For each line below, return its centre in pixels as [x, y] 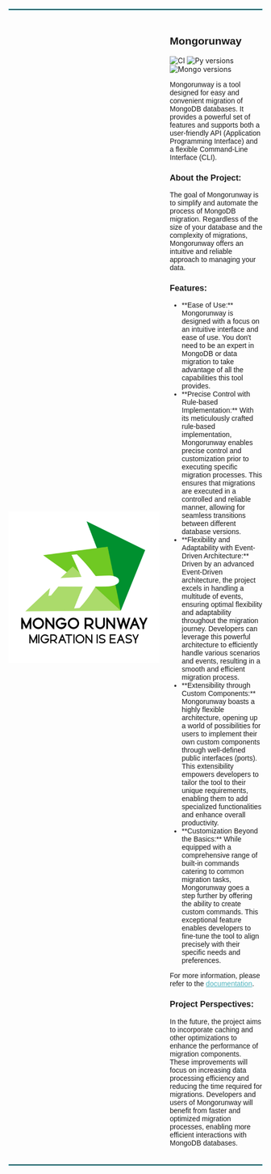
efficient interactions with [208, 1135]
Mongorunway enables [217, 443]
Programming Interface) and [214, 141]
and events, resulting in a [221, 661]
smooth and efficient [213, 670]
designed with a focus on [220, 322]
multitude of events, [212, 597]
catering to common [213, 872]
